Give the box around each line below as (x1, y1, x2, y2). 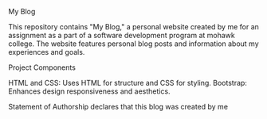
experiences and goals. (8, 48, 85, 56)
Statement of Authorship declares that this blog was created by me (8, 102, 229, 111)
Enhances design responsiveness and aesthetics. (8, 86, 171, 96)
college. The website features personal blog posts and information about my (8, 39, 259, 48)
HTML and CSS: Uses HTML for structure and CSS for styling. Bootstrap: (8, 79, 247, 87)
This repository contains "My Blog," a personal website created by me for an (8, 22, 259, 31)
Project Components (8, 63, 76, 72)
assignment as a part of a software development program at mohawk (8, 31, 235, 40)
